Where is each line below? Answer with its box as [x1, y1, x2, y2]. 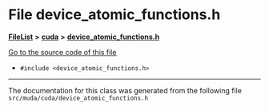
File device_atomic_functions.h [8, 6, 221, 24]
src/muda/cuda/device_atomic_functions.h [8, 94, 149, 102]
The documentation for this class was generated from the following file [8, 85, 243, 95]
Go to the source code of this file [8, 47, 117, 57]
